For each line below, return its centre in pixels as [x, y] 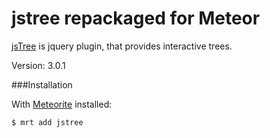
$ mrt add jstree [47, 122]
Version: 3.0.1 [38, 65]
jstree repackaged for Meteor [136, 18]
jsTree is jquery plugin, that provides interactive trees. [122, 46]
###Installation [42, 84]
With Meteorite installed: [62, 104]
